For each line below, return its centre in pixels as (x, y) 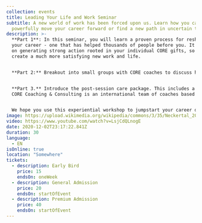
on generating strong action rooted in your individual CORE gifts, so (103, 51)
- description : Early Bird (45, 166)
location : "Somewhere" (35, 155)
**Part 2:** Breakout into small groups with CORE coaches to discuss (102, 73)
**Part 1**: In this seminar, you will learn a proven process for (98, 40)
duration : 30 (23, 132)
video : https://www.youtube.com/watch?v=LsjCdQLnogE (74, 121)
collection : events (31, 12)
